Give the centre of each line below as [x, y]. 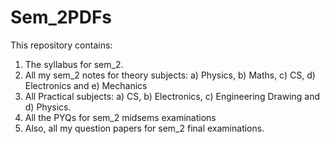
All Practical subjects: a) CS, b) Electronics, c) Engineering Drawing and [172, 96]
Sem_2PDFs [61, 17]
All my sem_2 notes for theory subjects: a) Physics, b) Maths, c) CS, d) [170, 75]
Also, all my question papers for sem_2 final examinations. [144, 128]
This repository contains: [61, 45]
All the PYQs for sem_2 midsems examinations [120, 117]
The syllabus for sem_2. [74, 64]
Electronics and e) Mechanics [86, 85]
